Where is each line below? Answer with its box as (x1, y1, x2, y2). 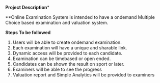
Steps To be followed (5, 30, 51, 35)
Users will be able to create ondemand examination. (12, 39, 122, 45)
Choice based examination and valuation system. (5, 20, 109, 25)
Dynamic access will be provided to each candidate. (12, 50, 123, 56)
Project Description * (5, 5, 49, 10)
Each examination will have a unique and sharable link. (12, 45, 127, 50)
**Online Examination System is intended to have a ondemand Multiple (5, 14, 155, 20)
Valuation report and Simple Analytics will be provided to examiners (12, 72, 155, 78)
